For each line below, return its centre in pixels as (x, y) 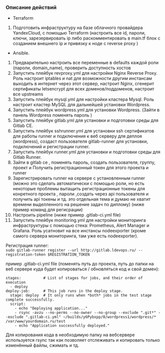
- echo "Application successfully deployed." (62, 326)
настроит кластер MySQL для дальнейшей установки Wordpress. (82, 105)
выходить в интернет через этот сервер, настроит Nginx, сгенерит (83, 84)
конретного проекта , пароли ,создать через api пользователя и (81, 194)
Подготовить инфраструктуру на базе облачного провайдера (78, 28)
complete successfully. (30, 300)
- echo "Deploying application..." (51, 309)
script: (18, 304)
